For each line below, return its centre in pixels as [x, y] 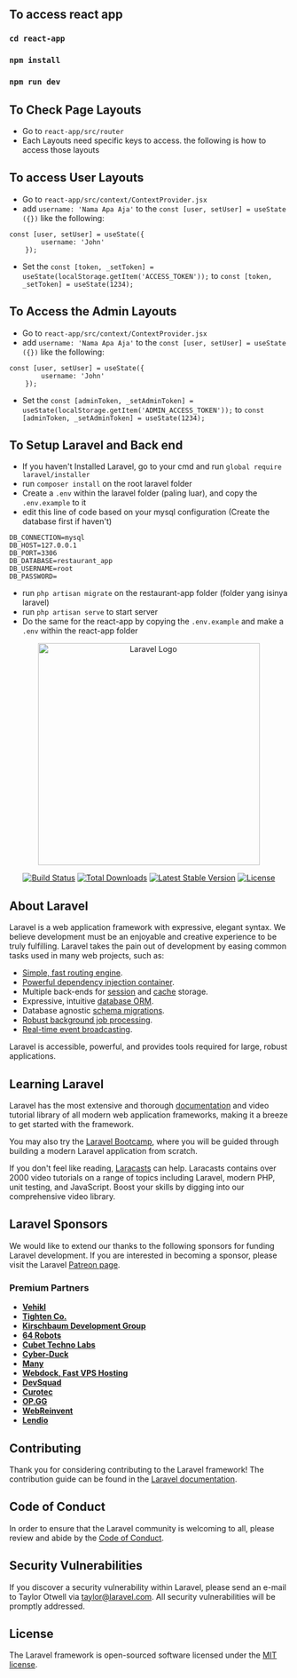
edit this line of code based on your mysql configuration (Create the [146, 512]
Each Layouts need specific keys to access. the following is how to [144, 140]
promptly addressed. [47, 1606]
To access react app [66, 15]
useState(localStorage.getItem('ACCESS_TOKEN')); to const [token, [147, 275]
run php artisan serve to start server [90, 612]
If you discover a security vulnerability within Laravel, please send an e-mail [148, 1587]
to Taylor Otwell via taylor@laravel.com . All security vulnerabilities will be [143, 1596]
